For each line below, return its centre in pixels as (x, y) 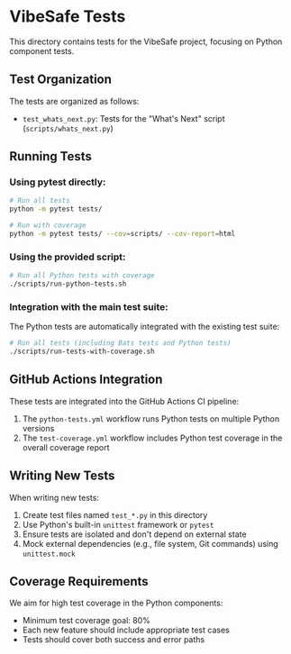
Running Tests (50, 156)
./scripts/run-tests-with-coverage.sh (82, 352)
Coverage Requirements (79, 581)
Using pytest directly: (58, 182)
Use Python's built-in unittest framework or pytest (118, 524)
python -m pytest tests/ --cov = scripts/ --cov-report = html (123, 234)
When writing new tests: (54, 497)
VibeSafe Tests (68, 17)
